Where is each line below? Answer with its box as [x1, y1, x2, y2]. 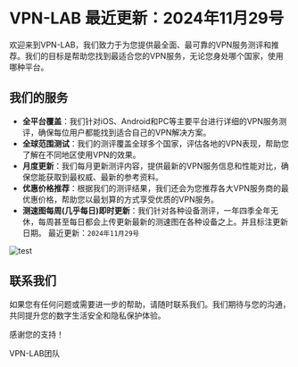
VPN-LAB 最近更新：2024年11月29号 [9, 8, 284, 29]
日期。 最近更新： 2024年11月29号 [21, 227, 140, 238]
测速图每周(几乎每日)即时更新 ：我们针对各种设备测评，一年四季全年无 [21, 204, 279, 215]
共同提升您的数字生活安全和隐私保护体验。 [9, 310, 166, 321]
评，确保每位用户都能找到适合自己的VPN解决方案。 [21, 127, 211, 138]
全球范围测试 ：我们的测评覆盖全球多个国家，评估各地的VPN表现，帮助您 [21, 138, 289, 148]
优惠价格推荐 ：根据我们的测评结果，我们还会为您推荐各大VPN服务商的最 [21, 182, 289, 193]
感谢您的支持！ [9, 329, 64, 339]
